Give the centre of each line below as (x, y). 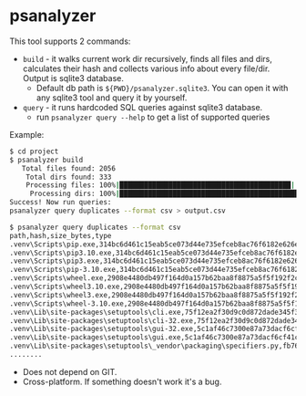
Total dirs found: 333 (69, 177)
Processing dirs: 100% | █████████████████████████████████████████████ (166, 194)
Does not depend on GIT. (70, 371)
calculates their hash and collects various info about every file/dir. (146, 68)
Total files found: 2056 (69, 168)
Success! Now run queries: (61, 203)
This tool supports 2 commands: (70, 41)
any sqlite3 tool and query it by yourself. (112, 98)
